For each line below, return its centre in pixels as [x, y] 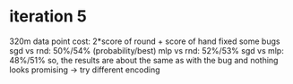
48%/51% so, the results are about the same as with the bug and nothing [144, 60]
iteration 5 [48, 17]
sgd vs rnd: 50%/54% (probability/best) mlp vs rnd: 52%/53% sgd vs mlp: [146, 50]
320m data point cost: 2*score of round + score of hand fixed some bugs [145, 41]
